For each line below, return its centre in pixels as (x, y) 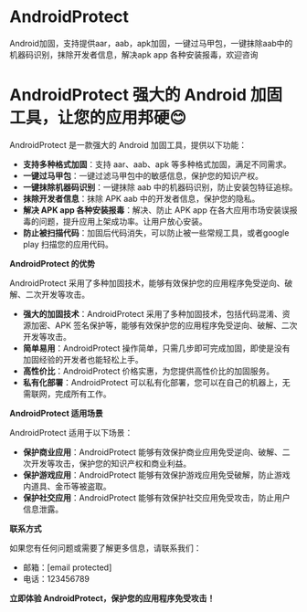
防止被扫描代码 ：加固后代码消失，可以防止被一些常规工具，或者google (156, 232)
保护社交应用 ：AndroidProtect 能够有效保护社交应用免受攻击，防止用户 (156, 497)
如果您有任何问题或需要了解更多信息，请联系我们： (106, 548)
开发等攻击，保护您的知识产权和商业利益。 (111, 463)
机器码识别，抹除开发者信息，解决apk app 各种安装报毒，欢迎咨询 (134, 54)
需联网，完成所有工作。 (67, 394)
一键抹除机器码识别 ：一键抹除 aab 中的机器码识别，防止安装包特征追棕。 (160, 187)
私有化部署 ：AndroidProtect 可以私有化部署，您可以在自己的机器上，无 (156, 382)
